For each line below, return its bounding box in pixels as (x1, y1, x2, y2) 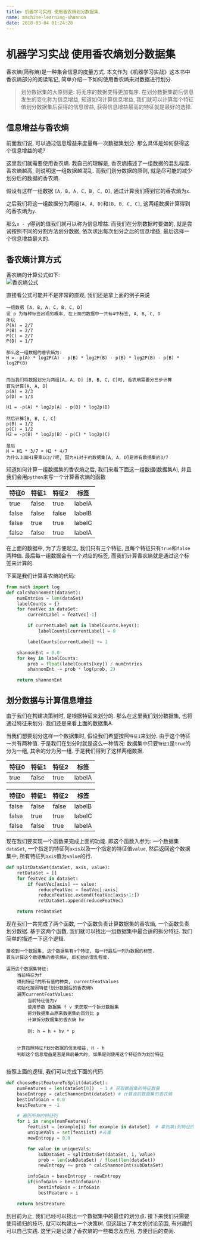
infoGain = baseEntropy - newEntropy (27, 1173, 121, 1180)
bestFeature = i (37, 1190, 79, 1196)
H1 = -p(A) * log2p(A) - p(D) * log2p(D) (6, 404, 111, 410)
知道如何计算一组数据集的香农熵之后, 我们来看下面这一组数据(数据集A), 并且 (6, 465, 192, 472)
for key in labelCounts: (17, 655, 79, 661)
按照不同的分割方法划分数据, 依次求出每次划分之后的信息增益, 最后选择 (11, 228, 185, 235)
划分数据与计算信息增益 (6, 695, 92, 705)
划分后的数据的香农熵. (6, 174, 61, 182)
